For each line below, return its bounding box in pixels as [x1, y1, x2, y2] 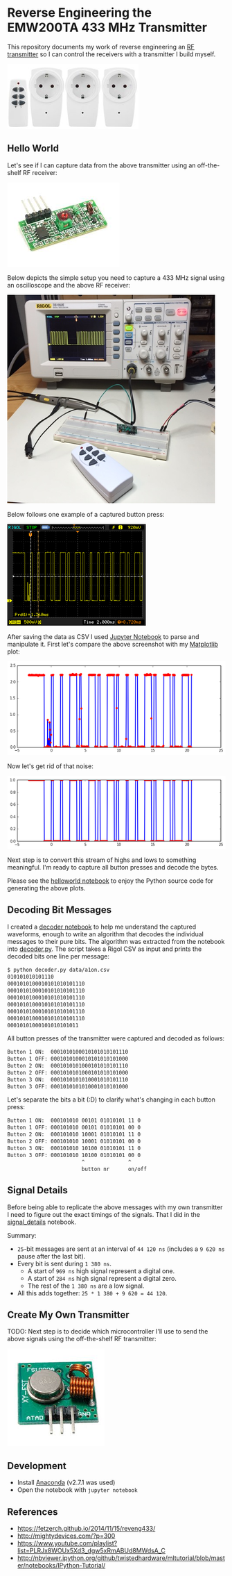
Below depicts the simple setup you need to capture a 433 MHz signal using [7, 273, 225, 282]
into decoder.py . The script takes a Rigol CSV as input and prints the [7, 945, 202, 953]
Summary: [7, 1231, 37, 1239]
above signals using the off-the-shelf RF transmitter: [7, 1335, 157, 1343]
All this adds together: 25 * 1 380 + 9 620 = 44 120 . [17, 1288, 168, 1297]
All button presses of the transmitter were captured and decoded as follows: [7, 1034, 225, 1043]
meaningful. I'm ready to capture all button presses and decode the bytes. [7, 863, 219, 872]
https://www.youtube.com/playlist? [17, 1539, 118, 1548]
